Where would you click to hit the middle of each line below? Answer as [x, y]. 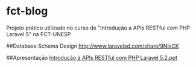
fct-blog [27, 11]
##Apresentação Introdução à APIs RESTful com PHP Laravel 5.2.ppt [92, 57]
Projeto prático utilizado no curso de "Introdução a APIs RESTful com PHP [98, 28]
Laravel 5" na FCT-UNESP [39, 34]
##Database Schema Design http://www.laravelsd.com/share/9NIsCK [93, 46]
